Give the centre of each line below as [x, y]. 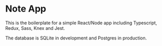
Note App [26, 9]
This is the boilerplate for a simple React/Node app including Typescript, [81, 23]
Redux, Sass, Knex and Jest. [35, 28]
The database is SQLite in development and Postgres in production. [76, 38]
